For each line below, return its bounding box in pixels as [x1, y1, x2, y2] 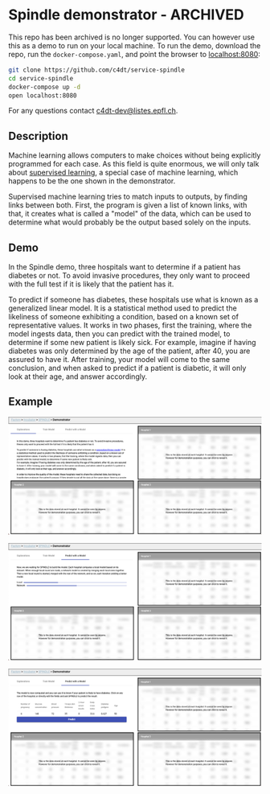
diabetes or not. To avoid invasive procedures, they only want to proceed [8, 271, 251, 281]
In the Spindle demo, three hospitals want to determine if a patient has [8, 262, 241, 272]
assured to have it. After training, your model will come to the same [8, 355, 231, 364]
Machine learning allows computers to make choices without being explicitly [8, 150, 261, 160]
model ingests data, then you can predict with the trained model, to [8, 329, 231, 339]
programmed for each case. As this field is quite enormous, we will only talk [8, 159, 260, 169]
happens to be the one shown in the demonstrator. [8, 176, 176, 186]
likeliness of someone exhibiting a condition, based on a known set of [8, 312, 239, 322]
